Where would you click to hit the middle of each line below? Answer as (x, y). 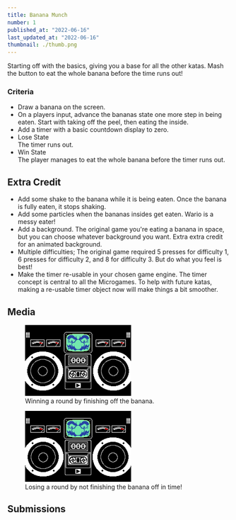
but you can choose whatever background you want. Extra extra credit (120, 237)
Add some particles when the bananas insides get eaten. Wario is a (116, 214)
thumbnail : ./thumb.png (42, 45)
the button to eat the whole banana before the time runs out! (95, 74)
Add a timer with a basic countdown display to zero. (93, 130)
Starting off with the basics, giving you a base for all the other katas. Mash (116, 66)
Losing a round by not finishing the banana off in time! (104, 487)
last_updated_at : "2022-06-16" (53, 38)
